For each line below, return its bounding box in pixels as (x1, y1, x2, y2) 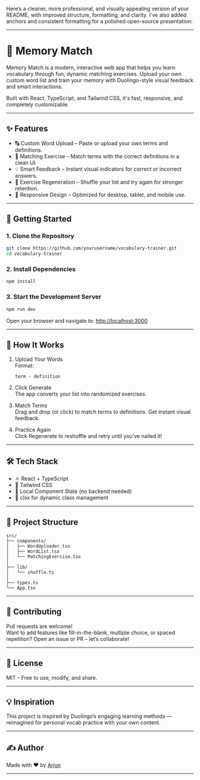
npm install (6, 279, 36, 285)
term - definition (14, 374, 61, 380)
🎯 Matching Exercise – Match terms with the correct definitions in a (14, 152, 180, 160)
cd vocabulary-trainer (6, 251, 62, 257)
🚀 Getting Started (6, 214, 72, 224)
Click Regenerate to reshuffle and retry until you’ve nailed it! (14, 433, 162, 440)
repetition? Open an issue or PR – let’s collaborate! (6, 635, 130, 642)
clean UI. (14, 159, 37, 166)
